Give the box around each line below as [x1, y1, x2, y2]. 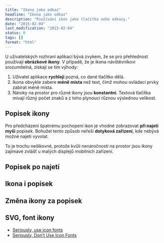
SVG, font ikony [5, 214, 55, 222]
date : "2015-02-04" [5, 21, 46, 26]
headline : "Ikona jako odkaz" [5, 12, 68, 17]
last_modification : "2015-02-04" [5, 26, 75, 31]
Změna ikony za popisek [5, 197, 82, 205]
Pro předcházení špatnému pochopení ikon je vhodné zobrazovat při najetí [5, 123, 159, 129]
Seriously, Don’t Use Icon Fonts [12, 232, 77, 238]
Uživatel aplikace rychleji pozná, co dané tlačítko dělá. [12, 73, 125, 80]
